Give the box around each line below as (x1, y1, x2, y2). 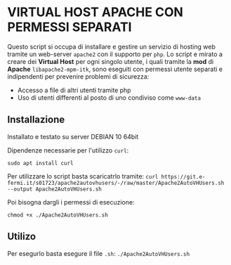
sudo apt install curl (7, 160, 74, 167)
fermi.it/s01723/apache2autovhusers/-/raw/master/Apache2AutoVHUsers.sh (7, 179, 225, 186)
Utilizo (7, 231, 37, 243)
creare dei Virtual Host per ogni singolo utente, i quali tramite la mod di (7, 57, 214, 65)
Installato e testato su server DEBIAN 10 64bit (7, 132, 139, 141)
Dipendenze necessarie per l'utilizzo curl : (7, 146, 129, 155)
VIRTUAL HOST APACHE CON (7, 4, 184, 20)
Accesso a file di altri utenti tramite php (17, 86, 131, 94)
